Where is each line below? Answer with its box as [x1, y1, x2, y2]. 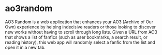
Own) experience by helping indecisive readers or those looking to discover [5, 24, 156, 29]
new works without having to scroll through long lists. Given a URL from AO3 [5, 29, 158, 35]
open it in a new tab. [5, 44, 46, 50]
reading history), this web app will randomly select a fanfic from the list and [5, 39, 156, 45]
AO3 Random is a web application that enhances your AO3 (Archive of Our [5, 19, 153, 25]
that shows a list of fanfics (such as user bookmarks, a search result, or [5, 34, 148, 40]
